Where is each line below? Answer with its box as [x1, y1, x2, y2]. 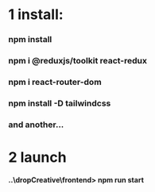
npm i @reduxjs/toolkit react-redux [8, 56, 147, 67]
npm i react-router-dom [8, 76, 102, 87]
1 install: [8, 6, 64, 24]
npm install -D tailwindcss [8, 98, 111, 109]
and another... [8, 119, 64, 130]
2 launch [8, 148, 67, 166]
